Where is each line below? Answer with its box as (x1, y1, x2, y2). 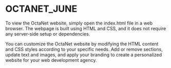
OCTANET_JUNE (5, 3, 78, 15)
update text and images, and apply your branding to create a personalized (5, 52, 162, 58)
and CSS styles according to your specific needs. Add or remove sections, (5, 46, 163, 52)
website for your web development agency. (5, 57, 97, 63)
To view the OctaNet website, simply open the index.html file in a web (5, 20, 153, 26)
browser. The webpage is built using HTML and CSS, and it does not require (5, 25, 166, 31)
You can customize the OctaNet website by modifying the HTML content (5, 40, 159, 47)
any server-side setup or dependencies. (5, 31, 90, 37)
